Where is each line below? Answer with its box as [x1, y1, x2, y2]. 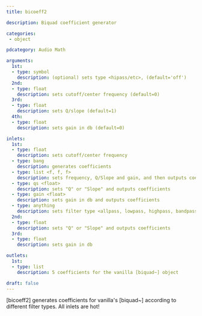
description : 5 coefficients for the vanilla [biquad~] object [17, 269, 179, 275]
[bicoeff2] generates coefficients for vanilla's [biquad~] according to [6, 297, 177, 304]
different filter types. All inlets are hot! [6, 303, 100, 310]
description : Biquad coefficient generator [6, 19, 117, 26]
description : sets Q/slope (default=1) [17, 108, 117, 114]
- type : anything [11, 202, 55, 209]
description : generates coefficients [17, 163, 112, 169]
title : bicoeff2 [6, 8, 47, 15]
